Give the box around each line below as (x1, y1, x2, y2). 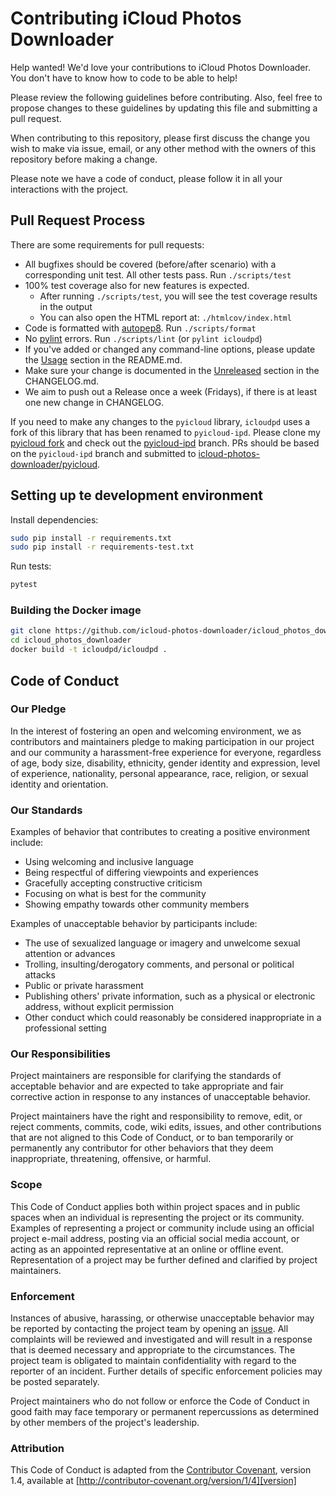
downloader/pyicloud (10, 458, 98, 470)
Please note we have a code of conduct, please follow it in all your (10, 172, 283, 184)
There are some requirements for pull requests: (10, 238, 205, 251)
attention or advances (24, 948, 116, 960)
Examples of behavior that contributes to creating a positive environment (10, 826, 311, 838)
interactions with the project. (10, 183, 129, 195)
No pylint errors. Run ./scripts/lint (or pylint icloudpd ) (24, 332, 263, 344)
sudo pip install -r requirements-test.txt (10, 542, 195, 552)
